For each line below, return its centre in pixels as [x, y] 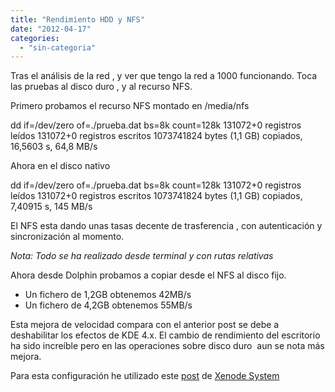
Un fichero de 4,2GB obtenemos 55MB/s [108, 305]
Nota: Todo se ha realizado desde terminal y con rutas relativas [142, 256]
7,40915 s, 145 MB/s [51, 207]
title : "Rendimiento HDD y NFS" [77, 19]
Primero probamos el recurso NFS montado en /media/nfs [130, 106]
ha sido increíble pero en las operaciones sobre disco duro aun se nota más [167, 346]
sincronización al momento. [67, 237]
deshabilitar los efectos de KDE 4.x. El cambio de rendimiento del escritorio [165, 335]
